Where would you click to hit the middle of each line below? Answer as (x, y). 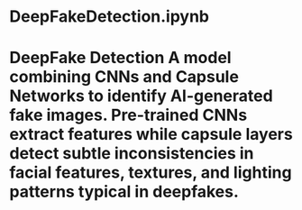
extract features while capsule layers (151, 135)
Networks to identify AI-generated (141, 96)
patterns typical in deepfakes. (124, 192)
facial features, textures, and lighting (151, 173)
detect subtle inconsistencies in (132, 154)
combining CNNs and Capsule (124, 77)
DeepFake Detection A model (120, 58)
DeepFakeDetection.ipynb (110, 17)
